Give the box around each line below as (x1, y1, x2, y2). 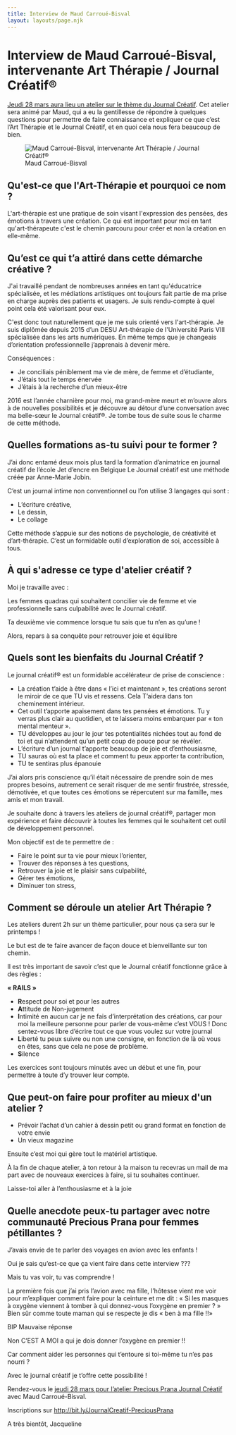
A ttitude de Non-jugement (17, 1005, 94, 1014)
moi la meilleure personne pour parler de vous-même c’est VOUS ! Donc (17, 1020, 228, 1028)
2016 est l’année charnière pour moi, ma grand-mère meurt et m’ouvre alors (7, 396, 228, 405)
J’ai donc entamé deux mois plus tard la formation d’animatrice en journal (7, 457, 221, 466)
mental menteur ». (17, 722, 71, 730)
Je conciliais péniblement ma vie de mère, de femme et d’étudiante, (17, 368, 214, 376)
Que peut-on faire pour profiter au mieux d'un (7, 1091, 213, 1103)
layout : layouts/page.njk (7, 17, 83, 24)
